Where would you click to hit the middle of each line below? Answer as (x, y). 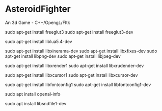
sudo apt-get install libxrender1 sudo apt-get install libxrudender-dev (74, 66)
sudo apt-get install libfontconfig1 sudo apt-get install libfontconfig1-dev (78, 85)
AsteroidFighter (38, 9)
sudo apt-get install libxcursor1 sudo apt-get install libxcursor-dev (72, 75)
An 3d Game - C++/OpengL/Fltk (38, 22)
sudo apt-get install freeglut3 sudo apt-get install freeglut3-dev (69, 32)
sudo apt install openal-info (33, 94)
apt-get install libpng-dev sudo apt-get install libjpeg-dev (63, 56)
